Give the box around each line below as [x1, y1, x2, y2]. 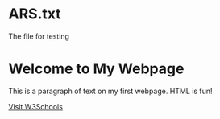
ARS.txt [8, 5, 62, 23]
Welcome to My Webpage [8, 59, 185, 78]
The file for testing [8, 31, 70, 41]
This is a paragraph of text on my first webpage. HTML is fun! [8, 86, 213, 96]
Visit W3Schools [8, 101, 63, 111]
